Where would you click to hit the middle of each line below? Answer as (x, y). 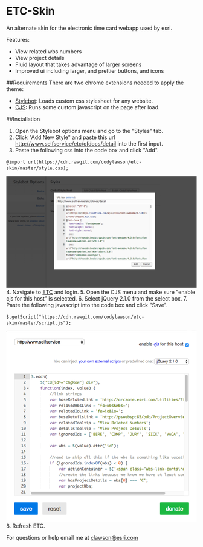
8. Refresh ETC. (26, 526)
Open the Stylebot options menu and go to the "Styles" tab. (89, 131)
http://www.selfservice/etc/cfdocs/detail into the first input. (89, 143)
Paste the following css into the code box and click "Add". (87, 150)
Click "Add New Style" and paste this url (65, 137)
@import (16, 162)
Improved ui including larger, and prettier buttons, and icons (89, 70)
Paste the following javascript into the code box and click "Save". (87, 305)
